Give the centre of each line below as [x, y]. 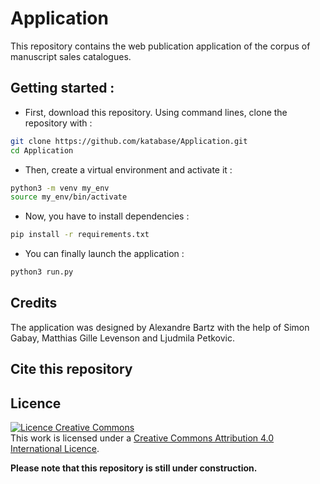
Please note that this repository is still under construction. [134, 468]
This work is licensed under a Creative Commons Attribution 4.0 [142, 438]
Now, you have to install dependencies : [107, 216]
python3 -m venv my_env [60, 188]
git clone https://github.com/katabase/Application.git [129, 141]
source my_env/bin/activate [69, 197]
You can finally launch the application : [104, 254]
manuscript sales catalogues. [71, 56]
